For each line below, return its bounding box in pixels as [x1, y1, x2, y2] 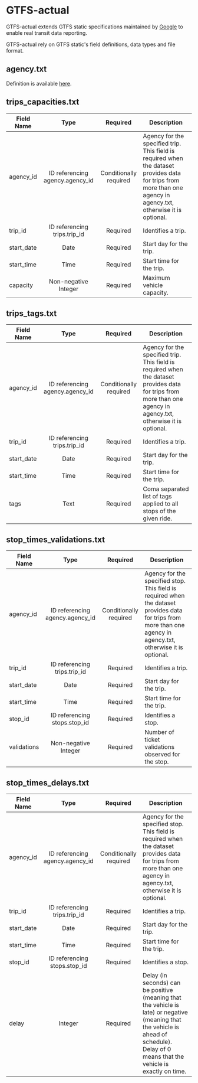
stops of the [143, 507, 176, 516]
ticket [144, 736, 160, 744]
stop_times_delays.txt [6, 778, 90, 788]
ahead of [142, 1030, 168, 1038]
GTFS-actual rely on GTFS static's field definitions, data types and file [6, 41, 176, 48]
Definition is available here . [6, 80, 72, 87]
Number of [144, 728, 175, 736]
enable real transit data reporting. [6, 29, 87, 36]
